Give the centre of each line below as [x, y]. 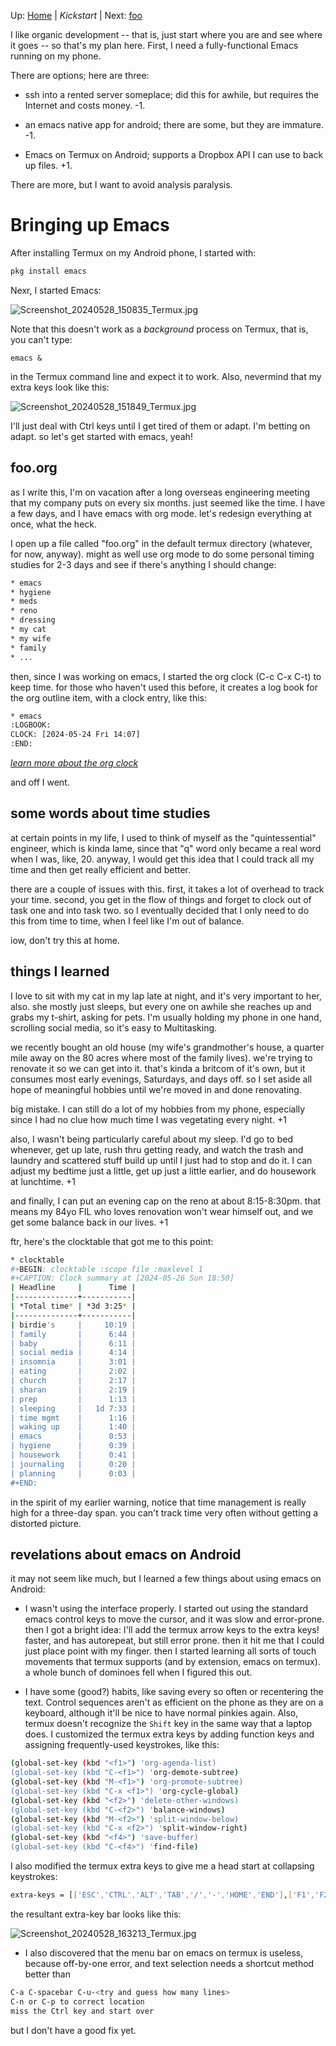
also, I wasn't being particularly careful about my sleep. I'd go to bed [152, 1139]
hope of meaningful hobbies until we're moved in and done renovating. [156, 1089]
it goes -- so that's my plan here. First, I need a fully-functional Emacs [154, 45]
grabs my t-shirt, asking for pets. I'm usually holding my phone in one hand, [166, 1017]
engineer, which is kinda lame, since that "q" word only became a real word [166, 848]
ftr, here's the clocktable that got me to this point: [112, 1241]
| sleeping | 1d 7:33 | [73, 1408]
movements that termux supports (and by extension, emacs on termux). [172, 1662]
